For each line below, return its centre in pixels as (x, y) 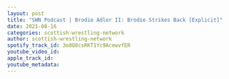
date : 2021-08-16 (32, 26)
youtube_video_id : (33, 52)
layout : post (26, 13)
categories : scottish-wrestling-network (66, 33)
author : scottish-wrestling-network (59, 39)
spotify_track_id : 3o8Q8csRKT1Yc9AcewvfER (69, 45)
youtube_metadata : (33, 65)
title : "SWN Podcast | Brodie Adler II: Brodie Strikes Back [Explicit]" (115, 20)
